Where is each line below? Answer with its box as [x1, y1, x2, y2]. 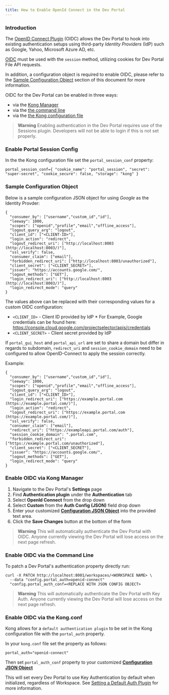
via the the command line [12, 107, 66, 113]
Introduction [5, 24, 36, 31]
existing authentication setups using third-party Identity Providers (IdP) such [5, 41, 164, 47]
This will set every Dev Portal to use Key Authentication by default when [5, 674, 155, 681]
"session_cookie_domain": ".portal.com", [10, 432, 98, 437]
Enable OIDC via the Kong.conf [5, 614, 82, 621]
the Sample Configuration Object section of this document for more [5, 76, 145, 83]
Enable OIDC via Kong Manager [5, 474, 84, 481]
